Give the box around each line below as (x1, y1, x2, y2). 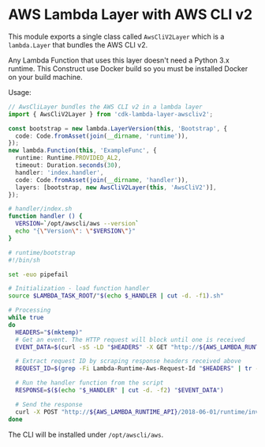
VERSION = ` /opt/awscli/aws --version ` (15, 220, 140, 228)
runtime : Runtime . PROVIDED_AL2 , (15, 154, 122, 162)
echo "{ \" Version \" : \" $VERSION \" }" (15, 227, 136, 235)
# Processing (8, 306, 51, 314)
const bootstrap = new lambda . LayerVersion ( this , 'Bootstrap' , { (8, 124, 227, 132)
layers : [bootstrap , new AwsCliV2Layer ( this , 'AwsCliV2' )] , (15, 184, 217, 191)
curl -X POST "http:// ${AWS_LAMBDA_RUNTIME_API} (15, 407, 178, 416)
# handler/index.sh (8, 205, 73, 213)
